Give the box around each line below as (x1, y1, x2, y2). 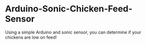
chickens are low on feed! (5, 34, 57, 40)
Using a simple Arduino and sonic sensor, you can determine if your (5, 29, 142, 35)
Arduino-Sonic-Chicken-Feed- (5, 3, 133, 14)
